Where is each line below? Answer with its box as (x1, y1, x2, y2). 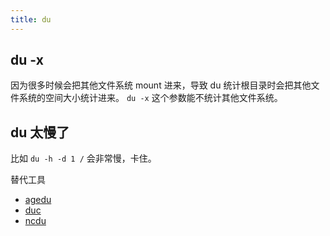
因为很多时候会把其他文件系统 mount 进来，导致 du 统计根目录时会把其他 (10, 79, 312, 91)
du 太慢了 (10, 124, 70, 141)
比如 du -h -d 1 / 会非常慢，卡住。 (10, 152, 157, 165)
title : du (10, 14, 52, 25)
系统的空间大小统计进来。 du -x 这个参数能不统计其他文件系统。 (18, 92, 283, 104)
